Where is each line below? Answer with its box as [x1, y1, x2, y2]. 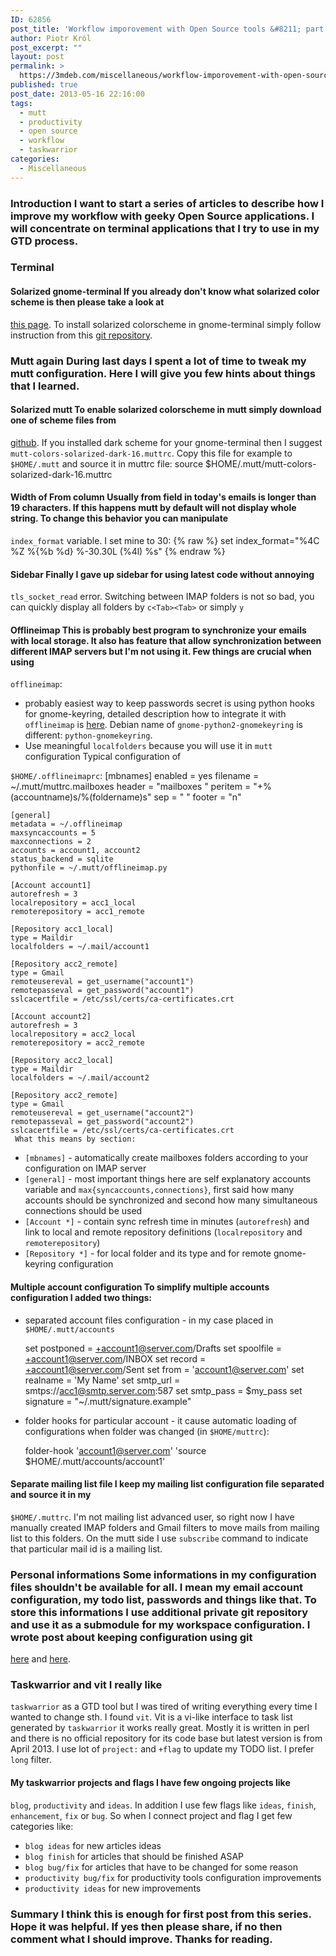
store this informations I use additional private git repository [10, 1605, 309, 1619]
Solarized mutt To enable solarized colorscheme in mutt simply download [10, 404, 322, 416]
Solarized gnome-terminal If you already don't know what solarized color [10, 286, 320, 298]
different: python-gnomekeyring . [24, 729, 153, 741]
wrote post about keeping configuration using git [10, 1630, 253, 1644]
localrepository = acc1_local [10, 898, 137, 908]
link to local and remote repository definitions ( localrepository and [24, 1226, 303, 1238]
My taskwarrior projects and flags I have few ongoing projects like [10, 1777, 291, 1788]
